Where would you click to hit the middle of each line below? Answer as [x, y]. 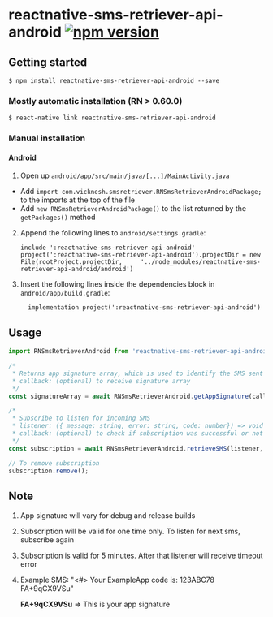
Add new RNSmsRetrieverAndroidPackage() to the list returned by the [133, 209]
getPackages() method [58, 218]
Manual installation [47, 138]
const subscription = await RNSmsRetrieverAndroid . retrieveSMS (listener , [136, 448]
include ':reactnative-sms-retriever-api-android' [108, 248]
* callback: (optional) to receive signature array [101, 381]
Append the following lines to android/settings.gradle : [113, 233]
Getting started [48, 62]
